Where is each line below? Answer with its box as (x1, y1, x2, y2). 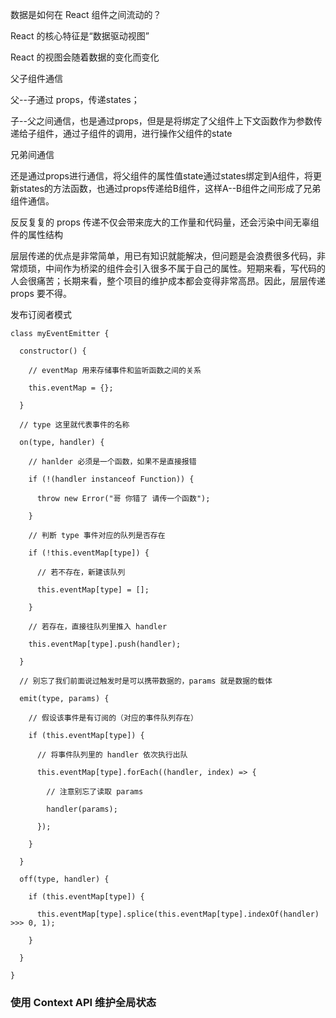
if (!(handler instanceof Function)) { (28, 474, 195, 484)
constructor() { (19, 346, 87, 356)
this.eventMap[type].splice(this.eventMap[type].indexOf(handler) (36, 909, 320, 919)
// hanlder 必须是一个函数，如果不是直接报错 (28, 457, 197, 467)
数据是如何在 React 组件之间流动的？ (10, 9, 162, 20)
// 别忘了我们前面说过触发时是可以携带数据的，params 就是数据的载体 (19, 676, 273, 686)
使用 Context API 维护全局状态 (10, 995, 157, 1009)
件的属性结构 (10, 229, 63, 240)
